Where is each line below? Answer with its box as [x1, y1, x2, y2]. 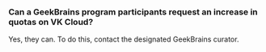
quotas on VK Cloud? [8, 16, 94, 27]
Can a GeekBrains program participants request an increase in [8, 6, 259, 18]
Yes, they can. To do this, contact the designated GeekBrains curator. [8, 34, 239, 44]
